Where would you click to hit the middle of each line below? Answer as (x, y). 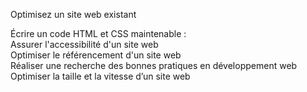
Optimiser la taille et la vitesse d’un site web (100, 76)
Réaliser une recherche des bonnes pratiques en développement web (154, 65)
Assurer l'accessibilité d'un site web (84, 44)
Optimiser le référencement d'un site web (96, 55)
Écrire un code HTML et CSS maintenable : (98, 33)
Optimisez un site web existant (73, 14)
